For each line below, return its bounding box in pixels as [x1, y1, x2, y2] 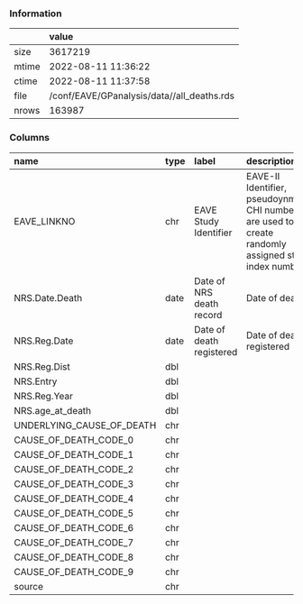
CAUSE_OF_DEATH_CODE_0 [14, 434, 134, 446]
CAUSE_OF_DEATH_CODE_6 [14, 521, 134, 534]
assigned [246, 249, 286, 261]
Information [9, 7, 62, 20]
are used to [246, 215, 295, 227]
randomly [246, 237, 287, 250]
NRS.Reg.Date [14, 334, 74, 347]
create [246, 226, 274, 239]
